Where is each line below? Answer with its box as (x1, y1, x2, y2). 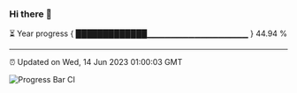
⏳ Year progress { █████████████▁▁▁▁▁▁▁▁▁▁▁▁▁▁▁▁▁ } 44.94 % (9, 28, 288, 39)
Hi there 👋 (9, 8, 53, 20)
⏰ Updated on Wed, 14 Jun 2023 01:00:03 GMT (9, 57, 183, 68)
